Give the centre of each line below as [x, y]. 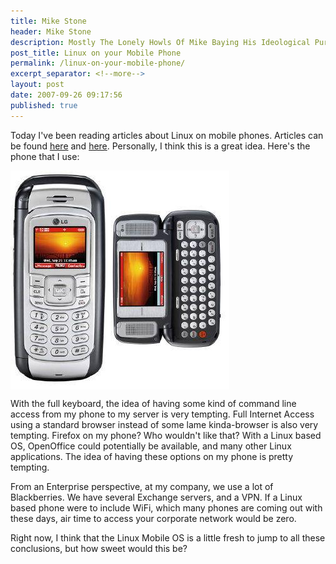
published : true [44, 105]
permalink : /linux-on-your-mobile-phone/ [98, 63]
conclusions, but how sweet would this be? [99, 548]
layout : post [37, 85]
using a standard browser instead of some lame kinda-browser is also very [164, 424]
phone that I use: [45, 156]
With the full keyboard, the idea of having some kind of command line [153, 403]
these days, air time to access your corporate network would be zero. [153, 518]
